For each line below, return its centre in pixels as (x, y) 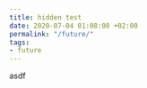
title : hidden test (46, 17)
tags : (19, 42)
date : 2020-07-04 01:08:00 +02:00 (74, 26)
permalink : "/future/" (52, 34)
